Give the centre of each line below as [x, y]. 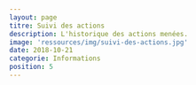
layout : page [33, 17]
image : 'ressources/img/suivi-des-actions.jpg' [99, 42]
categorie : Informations [55, 58]
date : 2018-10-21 [41, 50]
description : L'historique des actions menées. [99, 34]
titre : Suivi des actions [57, 26]
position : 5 [31, 67]
